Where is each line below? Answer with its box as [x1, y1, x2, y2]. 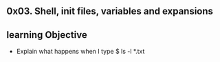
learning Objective [6, 29, 87, 41]
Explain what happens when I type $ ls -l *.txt [16, 48, 145, 56]
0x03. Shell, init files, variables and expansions [6, 6, 214, 17]
